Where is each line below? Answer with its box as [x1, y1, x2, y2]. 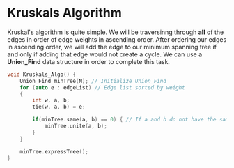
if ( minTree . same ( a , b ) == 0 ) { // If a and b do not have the [32, 116, 217, 123]
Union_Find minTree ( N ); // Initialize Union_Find [19, 77, 167, 84]
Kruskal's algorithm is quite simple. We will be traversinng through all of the [7, 28, 224, 36]
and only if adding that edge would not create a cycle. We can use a [7, 50, 203, 59]
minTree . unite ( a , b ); [44, 123, 108, 130]
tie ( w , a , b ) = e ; [32, 103, 86, 111]
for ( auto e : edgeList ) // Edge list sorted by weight [19, 84, 186, 91]
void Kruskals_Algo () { [7, 71, 77, 78]
